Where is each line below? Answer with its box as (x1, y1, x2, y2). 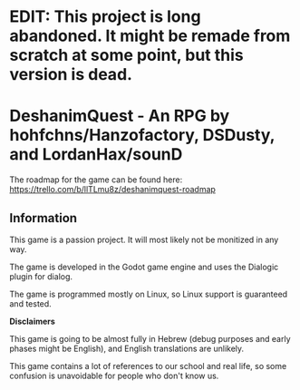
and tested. (9, 297, 52, 309)
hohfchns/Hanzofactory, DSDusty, (9, 125, 275, 146)
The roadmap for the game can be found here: (9, 174, 183, 185)
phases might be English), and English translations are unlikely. (9, 343, 245, 354)
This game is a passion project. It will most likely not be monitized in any (9, 234, 279, 245)
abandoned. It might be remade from (9, 25, 291, 46)
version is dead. (9, 64, 133, 85)
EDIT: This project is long (9, 6, 201, 27)
